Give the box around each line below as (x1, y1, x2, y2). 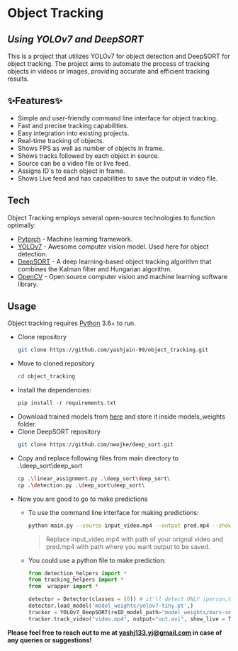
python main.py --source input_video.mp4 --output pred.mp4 (28, 522, 210, 529)
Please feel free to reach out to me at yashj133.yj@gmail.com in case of (7, 628, 222, 637)
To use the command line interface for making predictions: (28, 508, 200, 516)
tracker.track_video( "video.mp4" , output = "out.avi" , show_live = (28, 615, 225, 623)
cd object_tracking (17, 373, 76, 380)
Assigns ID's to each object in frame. (17, 166, 125, 175)
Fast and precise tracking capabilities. (17, 121, 129, 130)
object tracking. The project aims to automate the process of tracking (7, 60, 210, 68)
